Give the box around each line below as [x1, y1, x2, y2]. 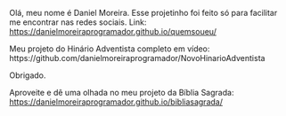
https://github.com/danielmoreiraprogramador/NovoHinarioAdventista [9, 53, 266, 63]
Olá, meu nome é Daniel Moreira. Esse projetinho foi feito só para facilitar [9, 8, 278, 18]
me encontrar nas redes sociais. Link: [9, 17, 147, 27]
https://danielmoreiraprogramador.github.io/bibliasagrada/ [9, 97, 223, 107]
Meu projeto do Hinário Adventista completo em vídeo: [9, 43, 210, 54]
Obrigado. [9, 70, 46, 81]
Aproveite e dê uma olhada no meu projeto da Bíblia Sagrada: [9, 88, 234, 97]
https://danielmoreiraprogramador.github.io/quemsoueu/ [9, 27, 217, 36]
